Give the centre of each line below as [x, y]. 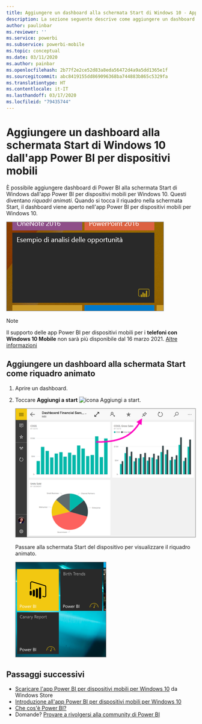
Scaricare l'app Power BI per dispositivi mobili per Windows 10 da [96, 689]
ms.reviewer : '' [26, 32]
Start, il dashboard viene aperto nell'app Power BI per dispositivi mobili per [99, 207]
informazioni [22, 345]
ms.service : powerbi [32, 38]
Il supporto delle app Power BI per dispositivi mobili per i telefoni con [92, 332]
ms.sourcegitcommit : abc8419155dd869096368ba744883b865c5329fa [87, 76]
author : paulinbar [29, 25]
